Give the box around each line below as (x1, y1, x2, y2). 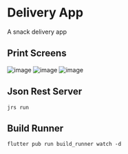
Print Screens (7, 47, 67, 59)
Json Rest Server (7, 86, 83, 98)
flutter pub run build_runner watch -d (7, 141, 122, 148)
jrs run (7, 104, 30, 111)
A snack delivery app (7, 27, 67, 36)
